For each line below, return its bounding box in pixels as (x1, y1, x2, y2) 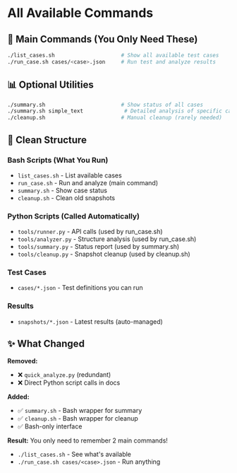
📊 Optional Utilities (7, 79, 94, 91)
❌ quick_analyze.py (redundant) (17, 370, 111, 379)
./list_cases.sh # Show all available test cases (7, 52, 219, 59)
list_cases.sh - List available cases (17, 171, 122, 180)
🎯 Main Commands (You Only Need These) (7, 33, 198, 45)
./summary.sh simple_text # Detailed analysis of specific (7, 107, 222, 115)
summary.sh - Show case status (17, 186, 108, 194)
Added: (7, 392, 30, 401)
